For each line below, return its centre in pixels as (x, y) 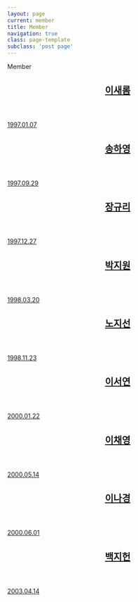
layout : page (26, 14)
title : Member (28, 27)
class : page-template (39, 40)
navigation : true (33, 33)
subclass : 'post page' (40, 46)
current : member (31, 20)
